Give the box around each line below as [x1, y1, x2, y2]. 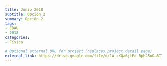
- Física [5, 40, 23, 45]
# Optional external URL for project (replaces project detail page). [5, 48, 155, 54]
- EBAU [5, 26, 19, 31]
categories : [5, 35, 30, 40]
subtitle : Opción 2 [5, 12, 46, 17]
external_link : [5, 53, 37, 58]
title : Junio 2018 [5, 7, 43, 12]
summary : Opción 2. [5, 16, 46, 21]
